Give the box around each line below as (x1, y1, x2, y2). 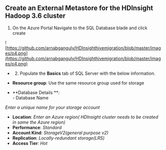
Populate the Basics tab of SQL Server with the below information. (19, 70, 156, 76)
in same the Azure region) (12, 119, 66, 125)
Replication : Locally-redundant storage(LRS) (12, 135, 105, 141)
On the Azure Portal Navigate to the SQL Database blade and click (12, 25, 148, 31)
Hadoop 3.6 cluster (5, 12, 66, 20)
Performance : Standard (12, 124, 62, 130)
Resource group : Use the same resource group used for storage (12, 80, 145, 86)
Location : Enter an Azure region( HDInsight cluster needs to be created (12, 114, 159, 120)
